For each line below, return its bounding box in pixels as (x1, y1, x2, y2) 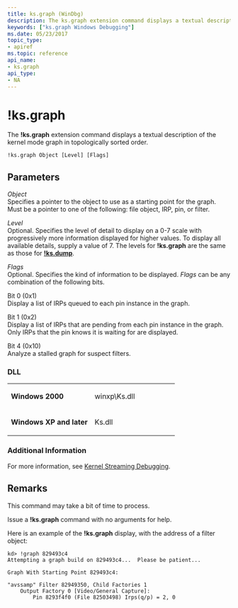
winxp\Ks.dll (94, 391, 135, 401)
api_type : (7, 70, 37, 77)
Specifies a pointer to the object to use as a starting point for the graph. (7, 197, 216, 206)
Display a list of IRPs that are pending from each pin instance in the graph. (7, 320, 224, 329)
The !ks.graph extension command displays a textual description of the (7, 131, 217, 139)
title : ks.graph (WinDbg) (7, 10, 84, 18)
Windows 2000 (11, 391, 64, 401)
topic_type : (7, 37, 42, 44)
